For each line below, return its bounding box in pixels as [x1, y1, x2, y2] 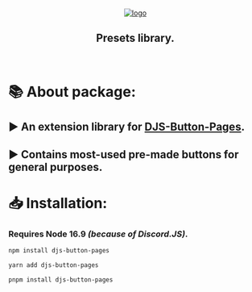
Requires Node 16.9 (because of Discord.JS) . [8, 228, 188, 240]
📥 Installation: [8, 194, 108, 212]
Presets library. [96, 31, 175, 45]
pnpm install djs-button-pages [8, 276, 114, 284]
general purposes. [8, 160, 103, 173]
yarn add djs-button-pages [8, 261, 99, 269]
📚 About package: [8, 83, 136, 101]
